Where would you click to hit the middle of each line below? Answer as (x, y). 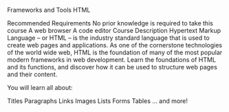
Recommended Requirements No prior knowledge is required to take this (110, 23)
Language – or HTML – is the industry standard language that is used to (108, 38)
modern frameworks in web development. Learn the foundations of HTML (112, 60)
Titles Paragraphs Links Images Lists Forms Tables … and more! (97, 101)
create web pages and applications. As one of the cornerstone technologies (115, 45)
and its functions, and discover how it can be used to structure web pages (112, 67)
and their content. (32, 74)
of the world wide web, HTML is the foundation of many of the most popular (115, 52)
